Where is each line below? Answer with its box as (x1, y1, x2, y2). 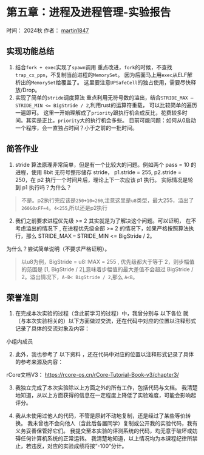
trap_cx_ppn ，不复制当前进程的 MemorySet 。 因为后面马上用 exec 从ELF (15, 71, 188, 78)
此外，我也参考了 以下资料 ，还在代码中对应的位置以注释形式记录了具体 (15, 351, 194, 358)
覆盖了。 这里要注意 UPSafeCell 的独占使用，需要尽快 (61, 78, 191, 86)
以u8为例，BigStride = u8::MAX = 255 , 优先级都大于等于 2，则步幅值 (21, 258, 195, 265)
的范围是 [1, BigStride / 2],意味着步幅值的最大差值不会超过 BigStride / (21, 265, 194, 273)
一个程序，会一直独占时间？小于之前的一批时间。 (15, 124, 138, 131)
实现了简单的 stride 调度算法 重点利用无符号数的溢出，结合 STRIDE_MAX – (15, 93, 194, 101)
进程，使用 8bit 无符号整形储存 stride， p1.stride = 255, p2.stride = (15, 168, 182, 176)
